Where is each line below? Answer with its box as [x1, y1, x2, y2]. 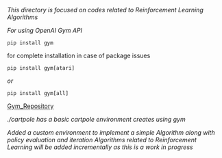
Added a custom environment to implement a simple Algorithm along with [7, 129, 215, 136]
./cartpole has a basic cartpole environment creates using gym [7, 116, 186, 123]
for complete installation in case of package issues [7, 51, 151, 60]
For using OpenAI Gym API [7, 27, 83, 34]
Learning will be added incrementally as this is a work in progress [7, 143, 193, 151]
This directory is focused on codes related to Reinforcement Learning [7, 6, 203, 14]
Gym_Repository [7, 102, 54, 110]
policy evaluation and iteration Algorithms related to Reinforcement [7, 136, 197, 144]
